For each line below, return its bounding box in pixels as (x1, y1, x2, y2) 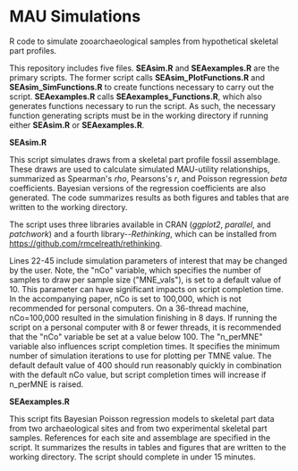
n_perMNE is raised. (9, 378, 84, 390)
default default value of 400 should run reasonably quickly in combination (9, 359, 282, 370)
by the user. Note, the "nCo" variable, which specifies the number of (9, 265, 262, 275)
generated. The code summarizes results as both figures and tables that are (9, 192, 289, 203)
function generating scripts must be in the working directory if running (9, 110, 268, 121)
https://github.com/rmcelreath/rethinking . (9, 238, 163, 248)
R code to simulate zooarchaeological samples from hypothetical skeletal (9, 36, 279, 46)
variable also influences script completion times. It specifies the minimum (9, 341, 280, 351)
